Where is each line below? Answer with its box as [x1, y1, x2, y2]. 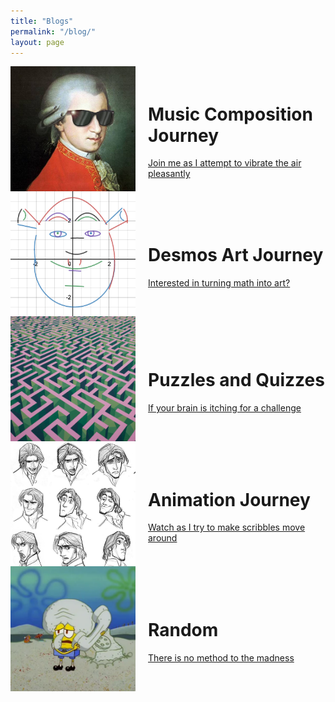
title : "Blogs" [10, 16, 74, 26]
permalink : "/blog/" [10, 26, 97, 37]
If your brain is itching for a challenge [148, 401, 302, 414]
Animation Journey [148, 488, 311, 511]
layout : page [10, 37, 65, 47]
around [148, 532, 178, 544]
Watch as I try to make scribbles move [148, 521, 306, 534]
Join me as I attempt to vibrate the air [148, 157, 302, 169]
